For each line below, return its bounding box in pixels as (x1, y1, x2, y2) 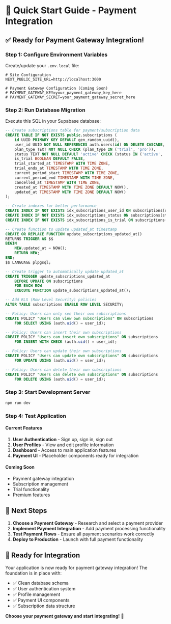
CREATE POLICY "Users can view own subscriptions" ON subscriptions (5, 316, 154, 321)
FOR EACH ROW (14, 283, 42, 288)
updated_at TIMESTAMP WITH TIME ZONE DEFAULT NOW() (14, 189, 126, 195)
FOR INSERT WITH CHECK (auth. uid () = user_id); (14, 339, 117, 344)
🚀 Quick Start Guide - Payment (5, 5, 137, 16)
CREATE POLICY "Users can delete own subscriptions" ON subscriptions (5, 372, 158, 377)
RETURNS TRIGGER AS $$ (5, 236, 53, 241)
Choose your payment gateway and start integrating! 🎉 (5, 613, 124, 619)
